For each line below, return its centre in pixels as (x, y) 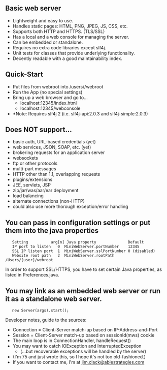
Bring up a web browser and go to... (50, 97)
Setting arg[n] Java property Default (78, 242)
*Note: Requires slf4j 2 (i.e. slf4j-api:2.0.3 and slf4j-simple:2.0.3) (80, 113)
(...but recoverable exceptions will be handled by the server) (83, 351)
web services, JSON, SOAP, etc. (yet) (52, 147)
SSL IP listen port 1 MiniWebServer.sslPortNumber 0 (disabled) (84, 251)
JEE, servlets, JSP (31, 185)
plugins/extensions (32, 179)
